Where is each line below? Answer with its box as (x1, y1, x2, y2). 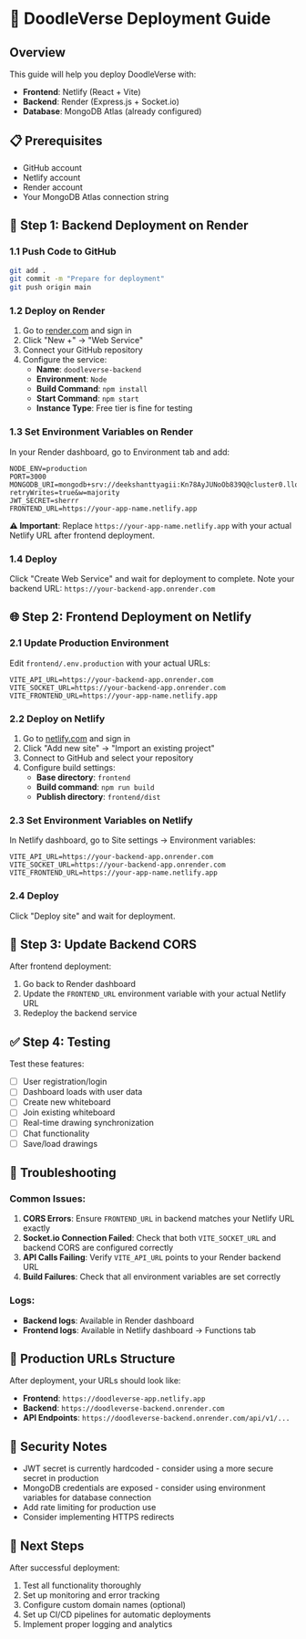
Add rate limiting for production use (22, 1502, 157, 1513)
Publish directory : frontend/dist (36, 792, 161, 802)
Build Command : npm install (36, 383, 148, 394)
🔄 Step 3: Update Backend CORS (9, 936, 198, 952)
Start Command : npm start (36, 393, 139, 404)
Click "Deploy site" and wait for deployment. (9, 910, 176, 921)
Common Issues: (9, 1192, 87, 1204)
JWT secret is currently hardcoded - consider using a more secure (22, 1463, 274, 1474)
